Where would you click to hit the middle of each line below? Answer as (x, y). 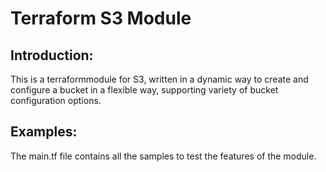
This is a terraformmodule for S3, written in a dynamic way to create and (159, 79)
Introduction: (52, 55)
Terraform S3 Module (101, 18)
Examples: (44, 132)
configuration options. (56, 100)
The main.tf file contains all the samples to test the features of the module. (163, 156)
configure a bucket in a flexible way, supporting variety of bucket (144, 90)
